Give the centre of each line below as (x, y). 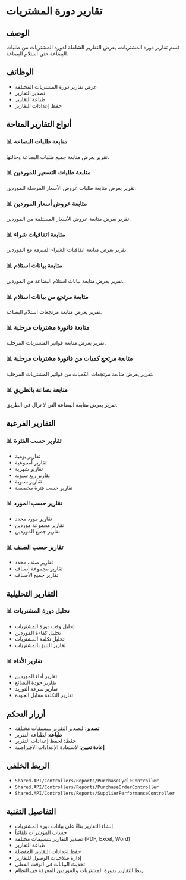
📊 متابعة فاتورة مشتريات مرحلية (48, 327)
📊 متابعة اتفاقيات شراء (36, 235)
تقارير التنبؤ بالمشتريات (40, 645)
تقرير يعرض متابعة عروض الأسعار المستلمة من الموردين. (68, 219)
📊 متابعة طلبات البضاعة (37, 142)
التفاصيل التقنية (31, 812)
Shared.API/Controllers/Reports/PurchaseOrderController (87, 787)
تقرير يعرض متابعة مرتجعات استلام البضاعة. (54, 311)
